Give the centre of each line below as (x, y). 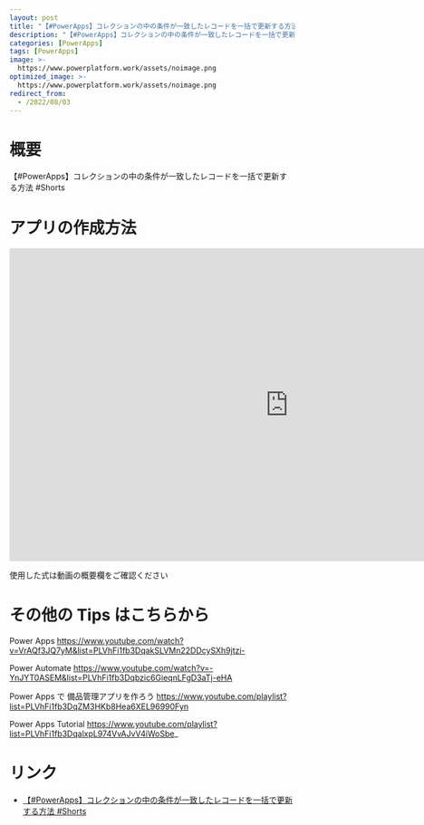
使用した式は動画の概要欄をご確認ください (89, 575)
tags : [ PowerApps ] (44, 52)
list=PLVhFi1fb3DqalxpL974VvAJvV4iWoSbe (92, 734)
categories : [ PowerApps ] (56, 43)
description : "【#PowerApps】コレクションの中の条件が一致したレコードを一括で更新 (153, 34)
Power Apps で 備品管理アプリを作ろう (82, 696)
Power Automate (41, 668)
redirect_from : (38, 93)
